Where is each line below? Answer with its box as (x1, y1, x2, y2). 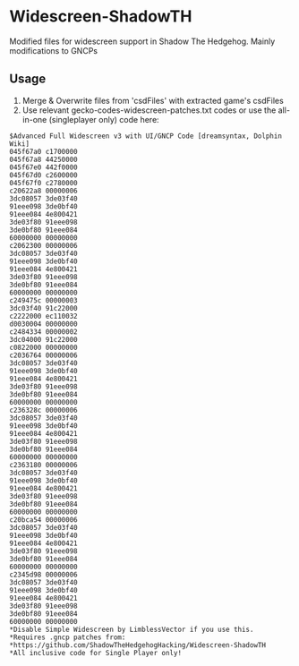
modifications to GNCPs (9, 45, 98, 55)
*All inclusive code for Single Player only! (9, 648, 182, 657)
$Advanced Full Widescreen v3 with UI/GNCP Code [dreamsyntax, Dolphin (9, 132, 282, 141)
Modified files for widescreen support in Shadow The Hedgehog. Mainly (9, 36, 276, 47)
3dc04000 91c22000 (9, 335, 78, 344)
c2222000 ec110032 (9, 312, 78, 320)
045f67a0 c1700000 (9, 147, 78, 156)
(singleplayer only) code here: (48, 114, 159, 124)
